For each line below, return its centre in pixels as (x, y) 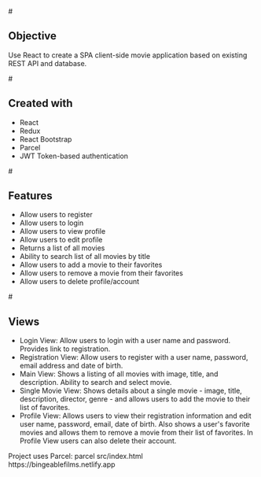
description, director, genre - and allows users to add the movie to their (135, 399)
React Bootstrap (46, 139)
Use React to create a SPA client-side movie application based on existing (128, 55)
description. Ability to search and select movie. (96, 383)
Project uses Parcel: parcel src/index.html (75, 457)
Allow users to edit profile (61, 240)
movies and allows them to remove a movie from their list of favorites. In (136, 433)
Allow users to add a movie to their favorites (91, 265)
